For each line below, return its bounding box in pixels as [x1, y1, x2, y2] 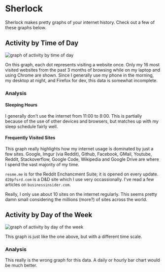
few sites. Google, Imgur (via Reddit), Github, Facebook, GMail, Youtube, [5, 151, 152, 157]
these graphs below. [5, 24, 47, 30]
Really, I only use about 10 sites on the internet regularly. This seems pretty [5, 191, 158, 197]
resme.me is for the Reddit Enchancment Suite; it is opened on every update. [5, 171, 159, 177]
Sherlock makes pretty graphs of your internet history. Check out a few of [5, 19, 155, 25]
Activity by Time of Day [5, 39, 79, 47]
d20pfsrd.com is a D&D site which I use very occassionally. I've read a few [5, 177, 154, 182]
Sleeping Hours [5, 102, 38, 108]
